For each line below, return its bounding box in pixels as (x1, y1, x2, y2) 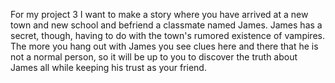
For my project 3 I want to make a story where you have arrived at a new (10, 9, 309, 20)
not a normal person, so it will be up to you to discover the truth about (10, 51, 298, 63)
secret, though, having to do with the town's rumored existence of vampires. (10, 30, 325, 41)
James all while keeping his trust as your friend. (10, 62, 207, 73)
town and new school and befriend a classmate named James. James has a (10, 19, 323, 31)
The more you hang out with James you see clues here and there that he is (10, 40, 319, 52)
